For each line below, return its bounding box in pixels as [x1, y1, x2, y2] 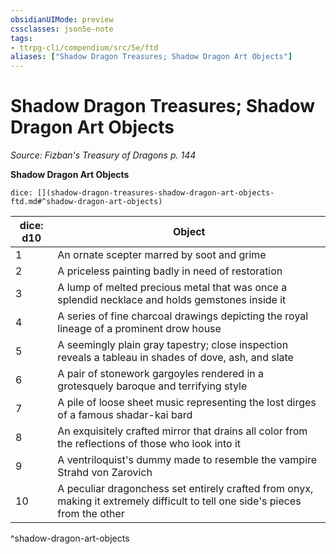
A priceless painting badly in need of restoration [57, 264, 283, 278]
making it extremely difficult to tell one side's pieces [57, 494, 302, 508]
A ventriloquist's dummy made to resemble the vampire [57, 453, 318, 467]
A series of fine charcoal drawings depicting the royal [57, 309, 309, 323]
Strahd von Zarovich [57, 466, 153, 480]
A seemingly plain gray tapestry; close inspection [57, 338, 289, 352]
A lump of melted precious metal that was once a [57, 281, 288, 295]
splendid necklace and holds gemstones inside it [57, 293, 287, 307]
